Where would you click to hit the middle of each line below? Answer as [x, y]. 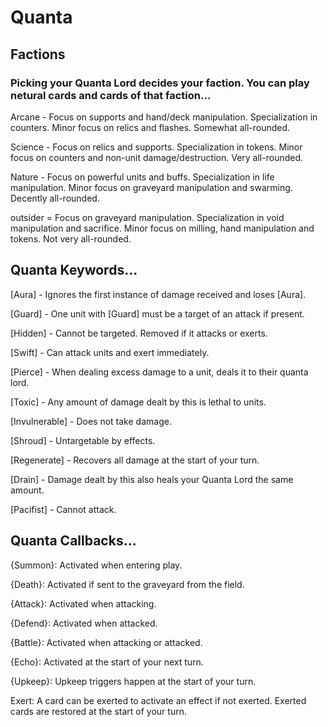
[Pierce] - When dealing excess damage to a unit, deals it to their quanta [159, 372]
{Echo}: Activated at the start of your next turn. [107, 662]
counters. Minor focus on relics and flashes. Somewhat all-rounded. [150, 127]
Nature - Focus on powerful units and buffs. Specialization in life [142, 177]
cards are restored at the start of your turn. [98, 711]
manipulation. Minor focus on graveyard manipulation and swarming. [151, 187]
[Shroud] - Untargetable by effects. [83, 440]
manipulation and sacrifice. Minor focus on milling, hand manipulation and [162, 228]
